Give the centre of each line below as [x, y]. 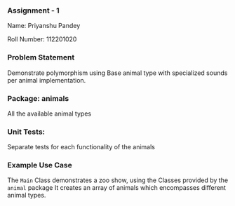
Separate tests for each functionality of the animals [81, 147]
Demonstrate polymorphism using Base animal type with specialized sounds [117, 73]
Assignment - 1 [33, 11]
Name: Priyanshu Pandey [44, 26]
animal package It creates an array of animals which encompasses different [117, 188]
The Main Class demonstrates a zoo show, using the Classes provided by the [118, 180]
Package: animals [38, 98]
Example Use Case [40, 165]
